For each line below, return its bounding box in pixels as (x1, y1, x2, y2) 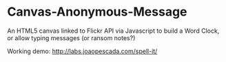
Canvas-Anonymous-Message (7, 4, 187, 20)
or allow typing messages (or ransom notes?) (7, 33, 136, 42)
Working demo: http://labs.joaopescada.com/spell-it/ (7, 47, 158, 55)
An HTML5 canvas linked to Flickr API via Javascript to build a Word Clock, (7, 27, 220, 35)
